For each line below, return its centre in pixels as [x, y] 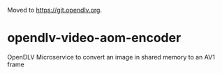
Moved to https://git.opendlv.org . [55, 10]
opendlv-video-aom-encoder [94, 38]
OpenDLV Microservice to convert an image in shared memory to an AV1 [111, 57]
